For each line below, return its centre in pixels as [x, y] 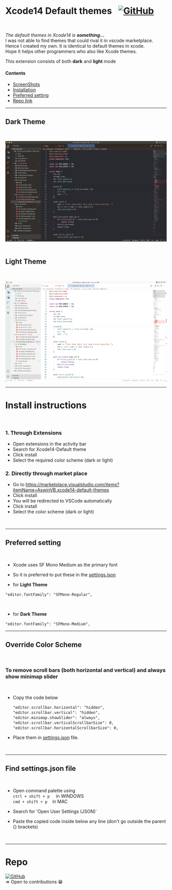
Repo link [23, 101]
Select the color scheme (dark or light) [53, 512]
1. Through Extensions [34, 432]
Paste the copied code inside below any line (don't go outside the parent [89, 821]
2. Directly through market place [47, 473]
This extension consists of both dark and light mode [61, 61]
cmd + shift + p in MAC [40, 801]
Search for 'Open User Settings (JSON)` [55, 812]
